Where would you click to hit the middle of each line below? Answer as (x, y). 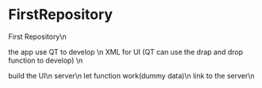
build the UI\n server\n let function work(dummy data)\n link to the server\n (132, 75)
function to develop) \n (46, 60)
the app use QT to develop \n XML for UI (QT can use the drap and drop (126, 52)
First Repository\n (38, 36)
